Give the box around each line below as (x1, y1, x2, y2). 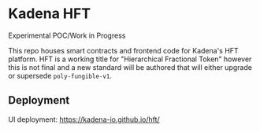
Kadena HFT (8, 5, 91, 23)
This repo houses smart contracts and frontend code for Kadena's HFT (8, 46, 239, 55)
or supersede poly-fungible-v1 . (8, 71, 113, 80)
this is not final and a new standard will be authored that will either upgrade (8, 62, 252, 71)
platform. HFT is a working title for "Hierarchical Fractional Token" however (8, 54, 252, 64)
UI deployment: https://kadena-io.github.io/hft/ (8, 115, 160, 124)
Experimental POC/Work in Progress (8, 31, 126, 40)
